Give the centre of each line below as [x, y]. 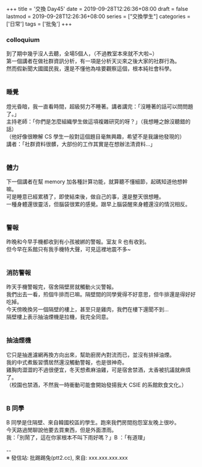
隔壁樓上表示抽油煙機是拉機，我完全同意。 [59, 317]
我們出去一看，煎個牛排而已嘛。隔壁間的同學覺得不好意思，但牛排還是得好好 [101, 295]
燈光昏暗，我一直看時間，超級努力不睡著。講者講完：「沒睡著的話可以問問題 [100, 106]
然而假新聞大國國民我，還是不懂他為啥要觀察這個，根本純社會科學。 [90, 69]
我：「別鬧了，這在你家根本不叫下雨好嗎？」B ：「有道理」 [77, 438]
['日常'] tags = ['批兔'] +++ [39, 24]
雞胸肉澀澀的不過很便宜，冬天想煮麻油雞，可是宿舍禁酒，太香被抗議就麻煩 [98, 370]
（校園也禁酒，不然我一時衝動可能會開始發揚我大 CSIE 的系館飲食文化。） [97, 385]
